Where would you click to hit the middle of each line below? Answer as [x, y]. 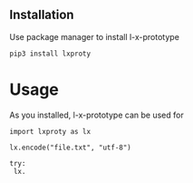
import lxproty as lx [50, 131]
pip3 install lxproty [50, 54]
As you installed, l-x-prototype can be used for [96, 115]
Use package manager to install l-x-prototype [94, 36]
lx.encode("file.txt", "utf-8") [70, 147]
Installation [42, 15]
